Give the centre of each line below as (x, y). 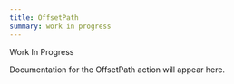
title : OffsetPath (44, 18)
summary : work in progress (60, 26)
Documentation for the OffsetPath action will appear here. (117, 70)
